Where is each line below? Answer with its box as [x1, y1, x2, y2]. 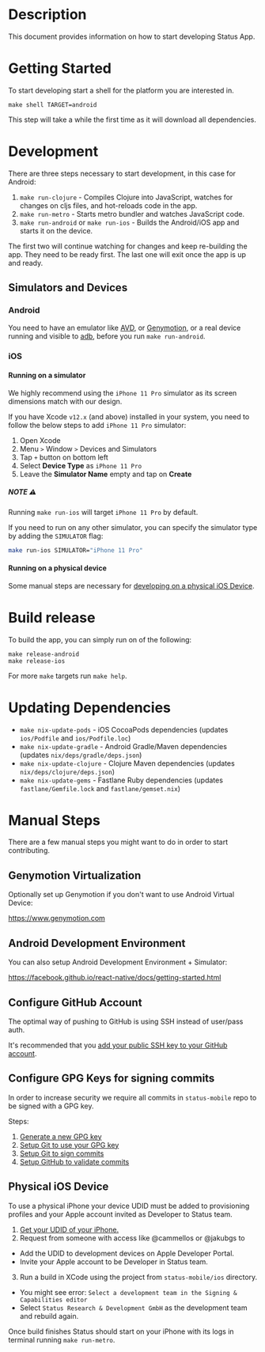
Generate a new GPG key [19, 1131, 102, 1141]
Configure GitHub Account [8, 995, 142, 1009]
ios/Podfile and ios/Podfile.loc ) [19, 733, 131, 743]
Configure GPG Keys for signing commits [8, 1072, 215, 1085]
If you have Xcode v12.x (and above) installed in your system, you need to [8, 411, 250, 421]
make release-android [8, 650, 80, 658]
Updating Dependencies [8, 699, 172, 717]
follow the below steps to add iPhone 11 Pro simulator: [8, 420, 187, 430]
